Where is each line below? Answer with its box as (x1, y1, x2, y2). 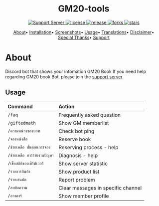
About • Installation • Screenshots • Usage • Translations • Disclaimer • (13, 29, 155, 35)
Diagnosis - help (58, 152, 98, 159)
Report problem (58, 176, 96, 183)
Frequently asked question (58, 111, 121, 118)
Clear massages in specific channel (58, 184, 142, 191)
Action (58, 103, 75, 110)
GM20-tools (58, 3, 110, 14)
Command (7, 103, 33, 110)
